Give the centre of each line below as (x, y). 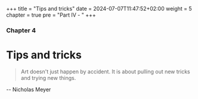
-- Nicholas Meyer (29, 89)
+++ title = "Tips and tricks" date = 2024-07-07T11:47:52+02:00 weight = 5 (99, 9)
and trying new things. (48, 78)
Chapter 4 (21, 30)
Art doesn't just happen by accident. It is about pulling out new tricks (105, 72)
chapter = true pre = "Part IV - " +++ (51, 15)
